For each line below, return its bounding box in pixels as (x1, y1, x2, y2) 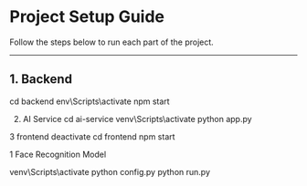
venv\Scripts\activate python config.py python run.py (9, 166, 211, 177)
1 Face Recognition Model (9, 149, 107, 160)
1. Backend (9, 71, 73, 88)
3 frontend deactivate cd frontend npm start (9, 130, 175, 142)
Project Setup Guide (9, 6, 165, 27)
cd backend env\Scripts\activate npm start (9, 96, 171, 107)
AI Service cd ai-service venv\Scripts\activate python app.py (22, 113, 253, 124)
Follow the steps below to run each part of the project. (9, 36, 215, 47)
